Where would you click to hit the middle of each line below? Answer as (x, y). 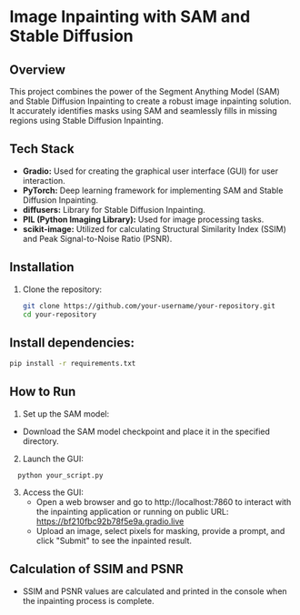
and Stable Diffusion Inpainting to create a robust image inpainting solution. (150, 101)
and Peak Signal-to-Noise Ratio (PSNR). (97, 238)
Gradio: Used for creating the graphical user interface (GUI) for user (150, 171)
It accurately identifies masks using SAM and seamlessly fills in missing (143, 111)
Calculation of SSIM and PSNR (96, 569)
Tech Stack (42, 149)
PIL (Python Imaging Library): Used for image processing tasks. (143, 219)
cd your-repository (60, 314)
